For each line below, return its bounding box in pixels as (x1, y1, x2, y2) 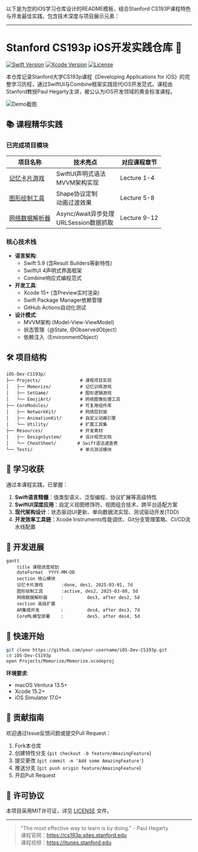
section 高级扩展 (16, 601, 56, 607)
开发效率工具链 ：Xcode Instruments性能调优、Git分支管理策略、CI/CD (14, 515, 186, 522)
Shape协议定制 (56, 189, 98, 198)
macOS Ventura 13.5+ (14, 681, 68, 688)
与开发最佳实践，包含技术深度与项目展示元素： (6, 12, 120, 20)
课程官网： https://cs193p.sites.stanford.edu (20, 832, 127, 839)
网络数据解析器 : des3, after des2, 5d (16, 595, 140, 601)
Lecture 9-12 (120, 214, 159, 222)
